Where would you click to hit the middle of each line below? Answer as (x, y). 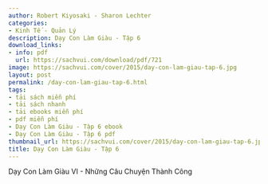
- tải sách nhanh (37, 104)
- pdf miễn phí (33, 119)
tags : (17, 90)
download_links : (35, 45)
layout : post (30, 75)
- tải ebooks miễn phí (46, 112)
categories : (28, 23)
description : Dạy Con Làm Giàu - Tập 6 (75, 38)
